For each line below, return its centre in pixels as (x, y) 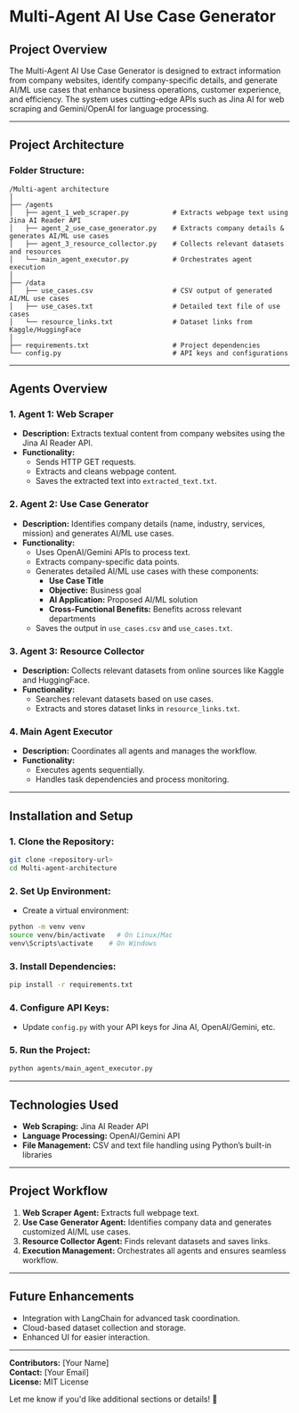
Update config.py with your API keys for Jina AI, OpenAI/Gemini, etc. (149, 1027)
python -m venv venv (48, 927)
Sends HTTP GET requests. (85, 462)
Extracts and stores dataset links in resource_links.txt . (137, 708)
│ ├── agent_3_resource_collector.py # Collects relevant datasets (147, 244)
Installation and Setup (71, 815)
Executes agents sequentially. (90, 770)
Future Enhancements (72, 1297)
